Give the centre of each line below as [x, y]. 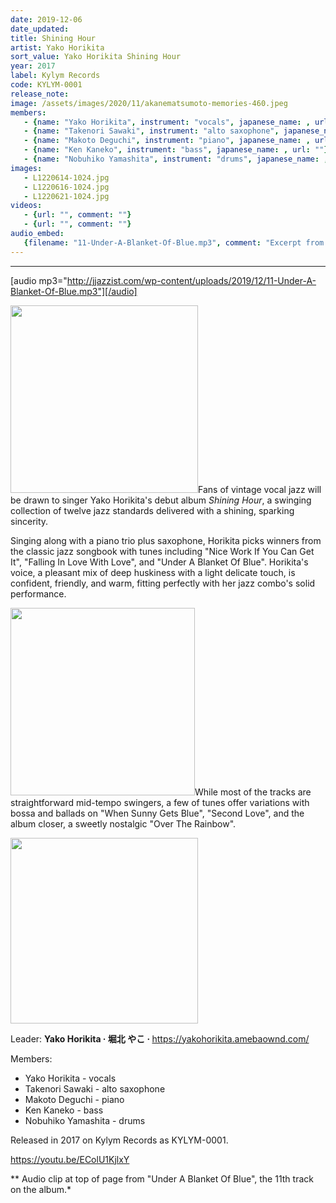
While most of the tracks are [253, 792]
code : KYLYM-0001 [46, 85]
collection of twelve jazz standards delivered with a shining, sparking [152, 510]
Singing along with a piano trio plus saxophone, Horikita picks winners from [166, 540]
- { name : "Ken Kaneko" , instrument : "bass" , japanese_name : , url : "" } [176, 150]
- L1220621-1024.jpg [66, 196]
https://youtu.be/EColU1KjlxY [70, 1159]
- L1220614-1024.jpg [66, 177]
